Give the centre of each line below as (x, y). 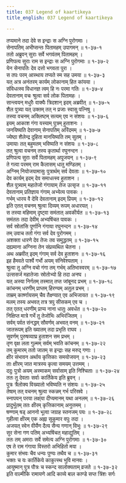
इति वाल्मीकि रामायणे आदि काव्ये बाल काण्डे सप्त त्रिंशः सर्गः (61, 474)
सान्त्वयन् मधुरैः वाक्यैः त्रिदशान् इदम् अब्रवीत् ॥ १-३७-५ (58, 102)
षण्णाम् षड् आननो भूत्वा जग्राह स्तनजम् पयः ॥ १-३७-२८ (59, 412)
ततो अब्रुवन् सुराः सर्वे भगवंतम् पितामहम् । (45, 54)
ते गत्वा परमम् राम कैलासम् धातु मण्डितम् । (46, 164)
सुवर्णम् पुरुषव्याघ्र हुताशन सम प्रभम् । (40, 336)
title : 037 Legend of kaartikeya (49, 12)
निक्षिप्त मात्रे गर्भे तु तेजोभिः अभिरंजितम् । (44, 315)
